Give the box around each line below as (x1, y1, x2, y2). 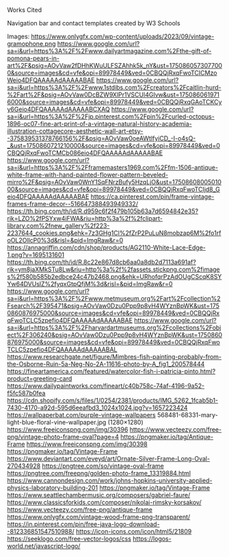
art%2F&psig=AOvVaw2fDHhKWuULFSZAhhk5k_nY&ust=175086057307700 (7, 62, 223, 69)
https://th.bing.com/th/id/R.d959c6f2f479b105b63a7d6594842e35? (7, 207, 199, 215)
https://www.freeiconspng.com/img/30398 (26, 440, 148, 448)
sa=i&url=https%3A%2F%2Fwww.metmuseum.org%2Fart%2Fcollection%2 (7, 295, 221, 302)
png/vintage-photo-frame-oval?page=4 (7, 433, 120, 441)
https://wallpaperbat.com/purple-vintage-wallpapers (7, 411, 156, 419)
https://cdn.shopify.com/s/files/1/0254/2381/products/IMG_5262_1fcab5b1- (7, 397, 219, 404)
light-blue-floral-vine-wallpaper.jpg (7, 418, 107, 426)
